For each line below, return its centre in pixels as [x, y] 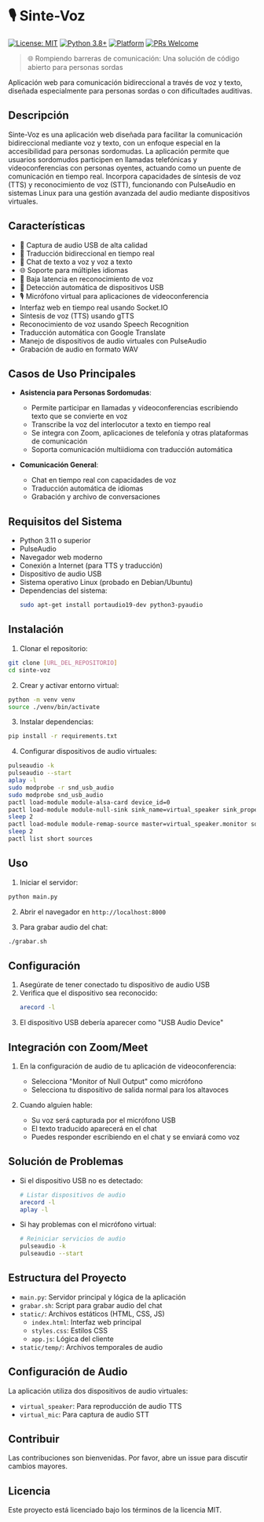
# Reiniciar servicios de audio [72, 1239]
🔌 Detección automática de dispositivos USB [92, 287]
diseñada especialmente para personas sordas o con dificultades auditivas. [130, 90]
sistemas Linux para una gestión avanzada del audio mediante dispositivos [129, 193]
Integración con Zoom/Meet [78, 1047]
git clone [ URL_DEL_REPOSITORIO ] [63, 663]
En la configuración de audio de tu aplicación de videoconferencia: [128, 1066]
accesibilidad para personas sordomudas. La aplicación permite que [119, 151]
